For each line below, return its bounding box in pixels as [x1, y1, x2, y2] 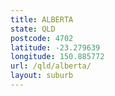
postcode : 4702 [10, 33, 74, 43]
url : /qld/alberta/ [10, 61, 92, 71]
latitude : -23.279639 [10, 42, 101, 53]
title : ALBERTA [10, 14, 74, 25]
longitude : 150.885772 [10, 52, 105, 62]
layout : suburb [10, 71, 74, 81]
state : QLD [10, 24, 56, 34]
